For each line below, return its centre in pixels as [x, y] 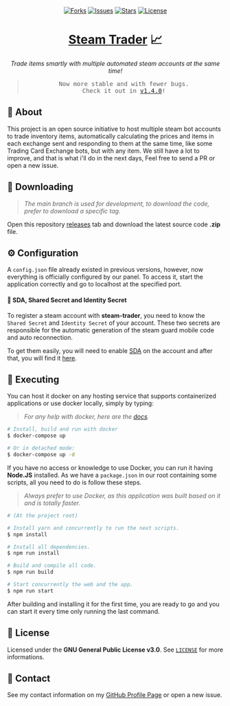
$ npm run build [30, 572]
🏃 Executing [33, 379]
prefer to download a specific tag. [72, 211]
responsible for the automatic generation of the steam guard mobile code [111, 330]
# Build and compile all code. [52, 566]
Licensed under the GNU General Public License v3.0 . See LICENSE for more [115, 650]
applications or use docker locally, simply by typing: [81, 403]
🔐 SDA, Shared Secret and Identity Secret [67, 300]
